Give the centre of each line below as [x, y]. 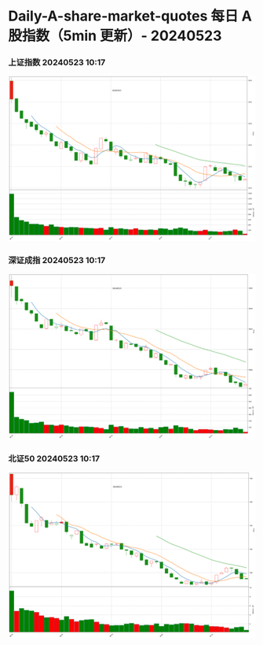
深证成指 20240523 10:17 [57, 261]
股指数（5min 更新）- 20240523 [115, 36]
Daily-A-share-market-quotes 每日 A [130, 16]
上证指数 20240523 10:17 [57, 62]
